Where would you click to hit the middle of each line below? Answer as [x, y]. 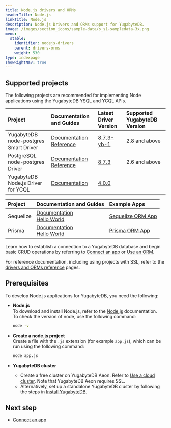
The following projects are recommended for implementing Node [73, 96]
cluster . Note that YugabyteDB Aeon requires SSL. [73, 381]
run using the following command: [48, 346]
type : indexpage [22, 57]
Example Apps [127, 204]
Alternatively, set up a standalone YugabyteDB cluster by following [90, 386]
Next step [21, 408]
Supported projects [37, 83]
